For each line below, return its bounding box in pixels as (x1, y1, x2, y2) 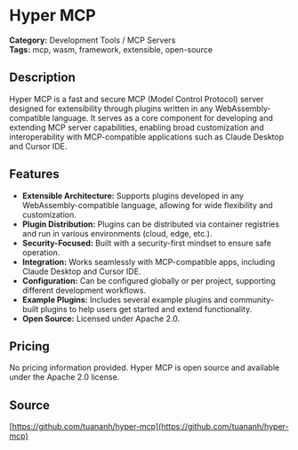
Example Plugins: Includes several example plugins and (21, 294, 229, 305)
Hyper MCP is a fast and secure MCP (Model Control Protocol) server (9, 93, 264, 104)
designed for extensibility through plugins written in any (9, 103, 213, 114)
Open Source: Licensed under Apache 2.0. (21, 313, 181, 324)
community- (230, 294, 274, 305)
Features (9, 166, 60, 182)
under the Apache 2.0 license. (9, 372, 120, 382)
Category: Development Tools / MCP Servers (9, 35, 176, 45)
